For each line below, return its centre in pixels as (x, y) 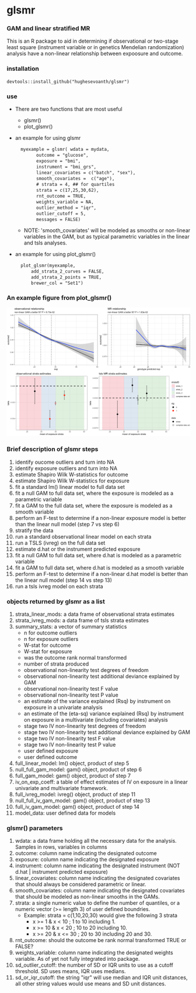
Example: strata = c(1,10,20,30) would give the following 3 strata (100, 915)
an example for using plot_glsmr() (55, 254)
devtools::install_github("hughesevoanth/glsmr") (68, 82)
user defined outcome (50, 757)
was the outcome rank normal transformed (75, 657)
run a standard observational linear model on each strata (83, 536)
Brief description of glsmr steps (52, 449)
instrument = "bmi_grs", (66, 167)
